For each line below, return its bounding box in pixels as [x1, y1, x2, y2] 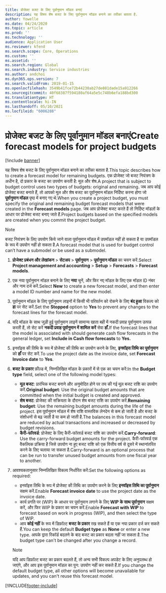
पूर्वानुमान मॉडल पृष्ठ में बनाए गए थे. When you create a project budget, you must [5, 195, 148, 201]
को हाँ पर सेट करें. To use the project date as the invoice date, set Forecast [12, 350, 156, 356]
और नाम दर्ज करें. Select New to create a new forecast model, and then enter [12, 283, 160, 289]
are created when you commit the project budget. [5, 217, 106, 223]
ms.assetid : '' [5, 58, 37, 63]
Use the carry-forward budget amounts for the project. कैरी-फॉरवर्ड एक [19, 435, 158, 442]
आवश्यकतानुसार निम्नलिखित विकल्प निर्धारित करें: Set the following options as [12, 467, 146, 473]
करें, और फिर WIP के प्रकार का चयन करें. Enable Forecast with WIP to [19, 504, 144, 510]
